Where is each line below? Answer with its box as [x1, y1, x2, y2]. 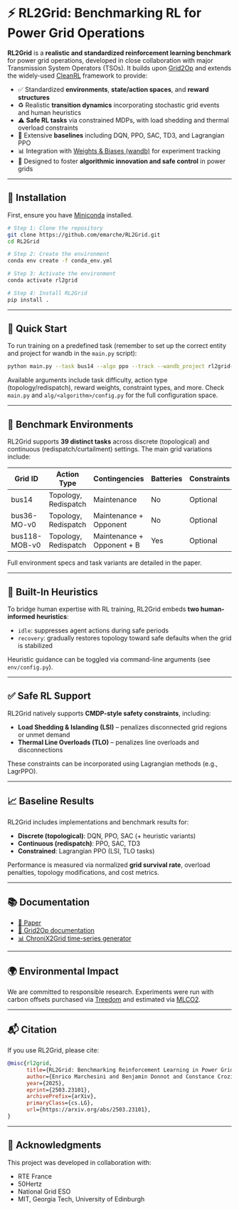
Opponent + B [93, 540, 140, 550]
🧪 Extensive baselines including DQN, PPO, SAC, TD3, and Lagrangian [17, 130, 225, 139]
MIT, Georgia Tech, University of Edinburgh [17, 1194, 145, 1203]
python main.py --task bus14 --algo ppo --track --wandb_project [7, 363, 205, 370]
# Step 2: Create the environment [7, 250, 110, 258]
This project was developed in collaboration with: [7, 1158, 152, 1167]
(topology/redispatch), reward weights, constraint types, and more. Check [7, 384, 225, 392]
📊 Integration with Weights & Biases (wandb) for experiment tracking [17, 146, 221, 155]
